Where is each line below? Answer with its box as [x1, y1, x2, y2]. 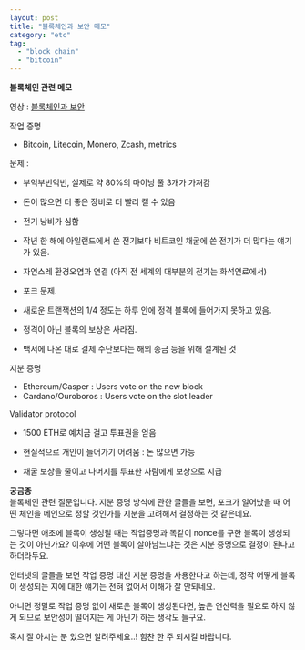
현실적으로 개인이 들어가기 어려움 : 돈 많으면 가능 [22, 447, 196, 457]
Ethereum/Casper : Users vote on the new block [22, 381, 203, 392]
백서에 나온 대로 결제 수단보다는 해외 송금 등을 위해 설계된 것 [22, 344, 237, 354]
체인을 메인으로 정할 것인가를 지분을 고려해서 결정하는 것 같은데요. [18, 508, 252, 519]
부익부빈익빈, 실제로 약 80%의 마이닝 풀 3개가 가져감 [22, 177, 211, 188]
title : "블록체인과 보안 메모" [9, 22, 111, 31]
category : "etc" [9, 30, 71, 39]
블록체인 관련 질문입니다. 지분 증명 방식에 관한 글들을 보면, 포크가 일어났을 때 [9, 497, 281, 507]
